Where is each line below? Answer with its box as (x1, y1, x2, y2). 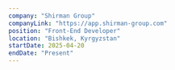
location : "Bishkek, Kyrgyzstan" (8, 34, 121, 43)
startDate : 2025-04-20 (8, 42, 85, 50)
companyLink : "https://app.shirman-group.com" (8, 19, 168, 27)
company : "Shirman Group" (8, 11, 95, 20)
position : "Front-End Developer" (8, 27, 121, 35)
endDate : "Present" (8, 49, 74, 57)
